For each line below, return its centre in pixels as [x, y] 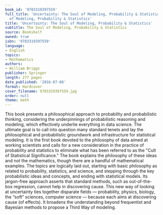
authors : [14, 64]
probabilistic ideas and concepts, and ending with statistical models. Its [76, 176]
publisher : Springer [26, 73]
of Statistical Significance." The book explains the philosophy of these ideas [81, 156]
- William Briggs [23, 69]
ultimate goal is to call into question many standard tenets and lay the [74, 130]
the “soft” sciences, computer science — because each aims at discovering [81, 197]
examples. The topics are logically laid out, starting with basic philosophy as [81, 166]
